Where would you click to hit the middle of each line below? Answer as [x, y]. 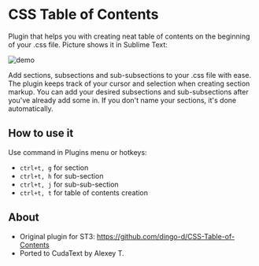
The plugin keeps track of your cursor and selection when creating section [129, 83]
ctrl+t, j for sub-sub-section [69, 184]
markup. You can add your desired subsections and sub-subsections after [129, 91]
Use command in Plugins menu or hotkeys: [78, 152]
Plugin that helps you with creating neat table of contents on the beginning [129, 36]
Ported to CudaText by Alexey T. [72, 253]
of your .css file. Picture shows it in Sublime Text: [88, 44]
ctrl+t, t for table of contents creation [83, 192]
